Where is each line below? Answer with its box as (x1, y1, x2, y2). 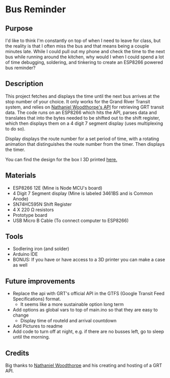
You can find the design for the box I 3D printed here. (5, 156, 117, 162)
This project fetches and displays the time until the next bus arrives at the (5, 93, 160, 99)
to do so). (5, 125, 26, 131)
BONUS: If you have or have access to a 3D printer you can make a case (12, 257, 165, 263)
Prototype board (12, 212, 47, 218)
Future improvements (5, 277, 76, 285)
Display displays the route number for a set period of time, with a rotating (5, 136, 159, 142)
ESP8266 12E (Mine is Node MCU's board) (12, 185, 103, 191)
